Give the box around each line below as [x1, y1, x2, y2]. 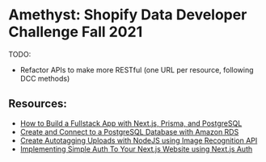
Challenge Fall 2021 [8, 23, 143, 41]
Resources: [8, 97, 67, 110]
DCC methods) [19, 73, 70, 83]
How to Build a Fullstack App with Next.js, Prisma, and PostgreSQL [19, 118, 243, 128]
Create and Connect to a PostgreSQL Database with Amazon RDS [19, 127, 239, 136]
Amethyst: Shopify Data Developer [8, 6, 247, 24]
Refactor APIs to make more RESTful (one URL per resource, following [19, 64, 254, 74]
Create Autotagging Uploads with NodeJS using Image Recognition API [19, 135, 258, 145]
